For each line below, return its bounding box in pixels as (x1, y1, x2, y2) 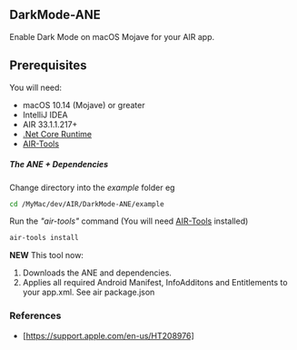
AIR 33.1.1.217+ (22, 118, 78, 130)
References (9, 309, 62, 322)
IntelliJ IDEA (22, 109, 68, 120)
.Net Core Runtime (22, 128, 93, 139)
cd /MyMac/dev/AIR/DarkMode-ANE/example (9, 199, 165, 208)
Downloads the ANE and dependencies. (22, 267, 173, 278)
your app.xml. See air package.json (22, 286, 155, 298)
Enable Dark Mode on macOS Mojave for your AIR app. (9, 31, 215, 42)
